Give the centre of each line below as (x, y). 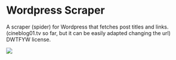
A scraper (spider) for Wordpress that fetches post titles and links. (87, 27)
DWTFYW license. (29, 39)
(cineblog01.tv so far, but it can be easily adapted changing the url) (89, 33)
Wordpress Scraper (56, 10)
